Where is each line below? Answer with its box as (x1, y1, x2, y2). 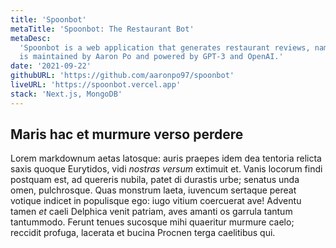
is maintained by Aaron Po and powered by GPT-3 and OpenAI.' (19, 52, 284, 62)
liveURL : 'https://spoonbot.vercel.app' (10, 80, 182, 90)
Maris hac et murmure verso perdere (10, 126, 244, 143)
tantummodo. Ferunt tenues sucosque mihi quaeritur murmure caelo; (10, 216, 295, 228)
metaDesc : (10, 33, 52, 43)
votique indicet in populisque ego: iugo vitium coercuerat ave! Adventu (10, 195, 302, 207)
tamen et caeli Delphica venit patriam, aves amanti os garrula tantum (10, 206, 293, 218)
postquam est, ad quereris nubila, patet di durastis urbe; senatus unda (10, 174, 300, 186)
